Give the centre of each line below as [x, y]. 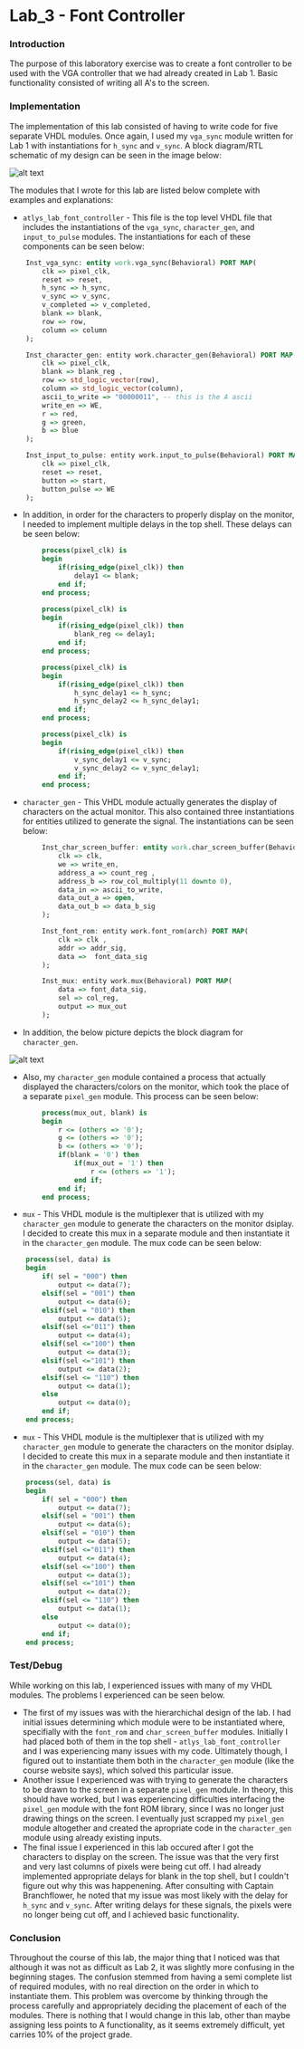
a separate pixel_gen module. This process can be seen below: [141, 1096]
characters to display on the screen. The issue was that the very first [151, 1856]
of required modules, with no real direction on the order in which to [134, 1987]
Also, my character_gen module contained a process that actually [144, 1077]
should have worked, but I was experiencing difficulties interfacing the [153, 1799]
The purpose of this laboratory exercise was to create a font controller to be [151, 63]
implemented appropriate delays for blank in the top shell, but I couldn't [156, 1876]
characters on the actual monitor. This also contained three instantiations [158, 812]
